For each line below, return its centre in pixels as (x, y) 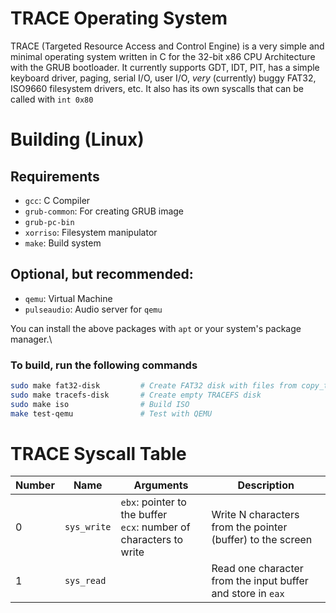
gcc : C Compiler (57, 200)
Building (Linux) (77, 139)
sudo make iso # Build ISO (100, 404)
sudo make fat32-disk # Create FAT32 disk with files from (154, 386)
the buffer (144, 515)
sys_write (88, 527)
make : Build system (63, 243)
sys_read (85, 581)
